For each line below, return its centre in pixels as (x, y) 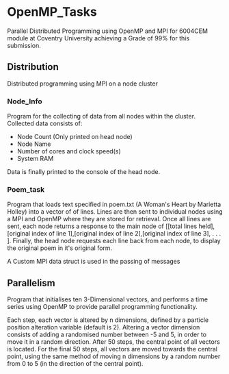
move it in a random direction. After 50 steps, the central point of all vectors (113, 342)
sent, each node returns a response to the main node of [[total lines (102, 226)
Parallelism (31, 283)
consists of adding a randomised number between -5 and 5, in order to (107, 335)
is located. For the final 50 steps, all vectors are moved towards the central (112, 349)
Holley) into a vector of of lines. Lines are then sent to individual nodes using (115, 212)
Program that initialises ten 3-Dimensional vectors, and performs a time (108, 299)
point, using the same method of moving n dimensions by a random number (114, 356)
